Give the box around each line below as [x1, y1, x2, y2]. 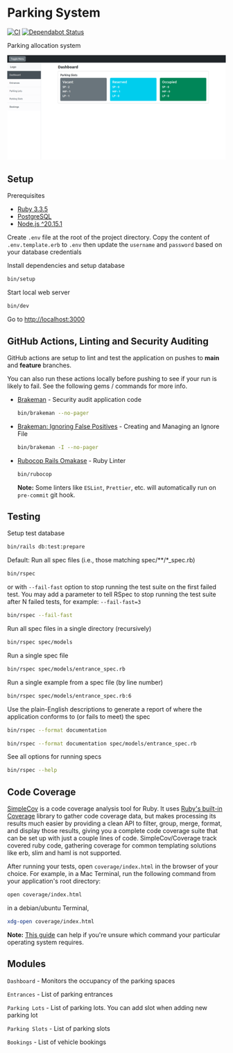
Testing [7, 511, 41, 522]
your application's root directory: [7, 877, 101, 886]
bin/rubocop [17, 471, 52, 478]
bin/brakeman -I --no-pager [17, 444, 98, 450]
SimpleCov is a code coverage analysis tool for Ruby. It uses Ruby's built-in [7, 805, 223, 813]
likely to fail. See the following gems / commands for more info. [7, 382, 188, 390]
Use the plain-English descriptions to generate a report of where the [7, 705, 202, 713]
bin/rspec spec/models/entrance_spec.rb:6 [7, 692, 132, 699]
